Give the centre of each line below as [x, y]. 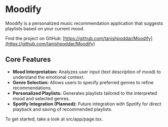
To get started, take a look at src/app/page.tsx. [54, 119]
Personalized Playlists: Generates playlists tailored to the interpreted [85, 93]
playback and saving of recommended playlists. [62, 109]
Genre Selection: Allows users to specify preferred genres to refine [83, 82]
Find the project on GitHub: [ [35, 38]
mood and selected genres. [41, 98]
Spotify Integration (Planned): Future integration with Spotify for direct [87, 104]
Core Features [28, 60]
